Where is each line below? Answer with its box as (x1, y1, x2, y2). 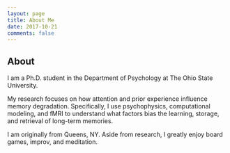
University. (7, 81, 38, 90)
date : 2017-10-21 (7, 23, 58, 30)
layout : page (7, 10, 45, 17)
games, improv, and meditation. (7, 138, 98, 146)
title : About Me (7, 17, 54, 24)
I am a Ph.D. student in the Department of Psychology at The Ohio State (7, 74, 213, 82)
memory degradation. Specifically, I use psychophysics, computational (7, 102, 210, 111)
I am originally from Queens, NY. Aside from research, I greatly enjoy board (7, 130, 223, 139)
